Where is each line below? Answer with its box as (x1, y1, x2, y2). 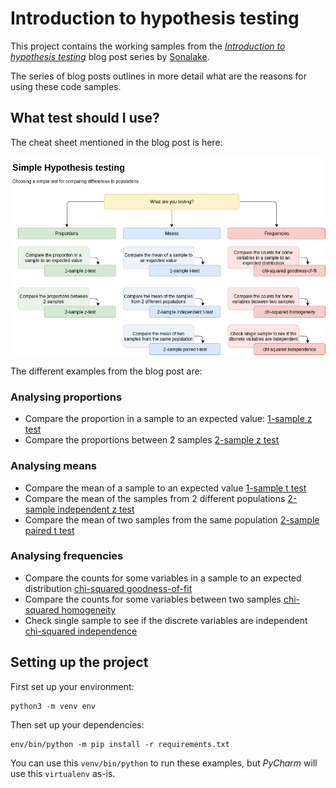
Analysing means (10, 459, 98, 473)
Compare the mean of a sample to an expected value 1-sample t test (24, 482, 307, 494)
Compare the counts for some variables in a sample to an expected (24, 572, 302, 584)
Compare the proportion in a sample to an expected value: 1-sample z (24, 413, 313, 425)
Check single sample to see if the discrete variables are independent (24, 614, 308, 626)
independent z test (57, 503, 135, 515)
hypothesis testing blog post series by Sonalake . (10, 50, 210, 62)
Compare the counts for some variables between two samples (24, 593, 282, 605)
